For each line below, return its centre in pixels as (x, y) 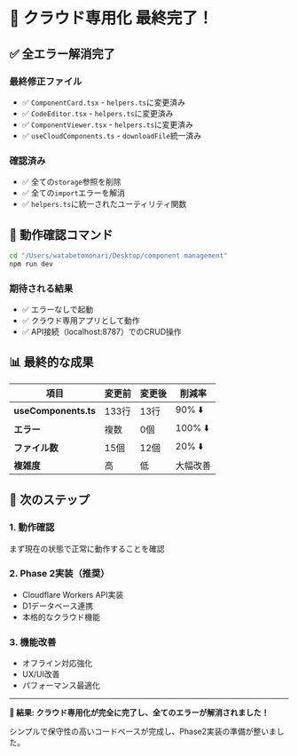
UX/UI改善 (41, 674)
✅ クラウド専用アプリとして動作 (81, 321)
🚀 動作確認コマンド (61, 235)
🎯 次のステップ (50, 500)
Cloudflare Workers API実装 (73, 594)
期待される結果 (41, 288)
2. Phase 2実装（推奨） (59, 574)
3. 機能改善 (33, 642)
